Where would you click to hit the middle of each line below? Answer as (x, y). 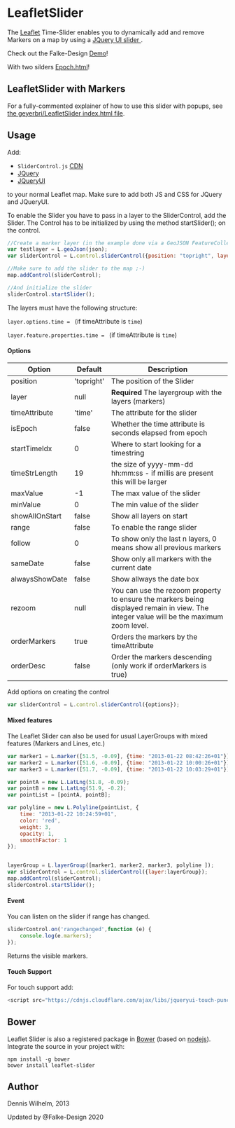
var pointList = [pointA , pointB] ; (59, 795)
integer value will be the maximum (167, 617)
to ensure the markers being (157, 599)
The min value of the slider (155, 504)
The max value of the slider (156, 493)
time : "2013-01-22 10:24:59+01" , (69, 814)
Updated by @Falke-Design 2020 (55, 1117)
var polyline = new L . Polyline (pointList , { (73, 808)
